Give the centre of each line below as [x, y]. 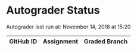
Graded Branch [106, 41]
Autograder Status [53, 10]
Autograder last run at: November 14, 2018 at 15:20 [68, 27]
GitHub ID [23, 41]
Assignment [60, 41]
